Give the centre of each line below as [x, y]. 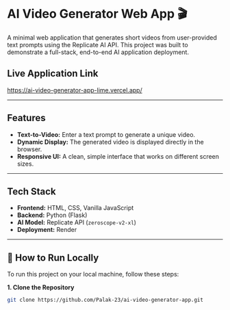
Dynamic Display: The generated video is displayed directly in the [110, 142]
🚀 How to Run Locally [53, 258]
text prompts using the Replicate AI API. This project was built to [98, 44]
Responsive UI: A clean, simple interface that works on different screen [118, 156]
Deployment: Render [47, 230]
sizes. [25, 164]
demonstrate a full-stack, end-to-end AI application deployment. [98, 52]
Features [26, 118]
